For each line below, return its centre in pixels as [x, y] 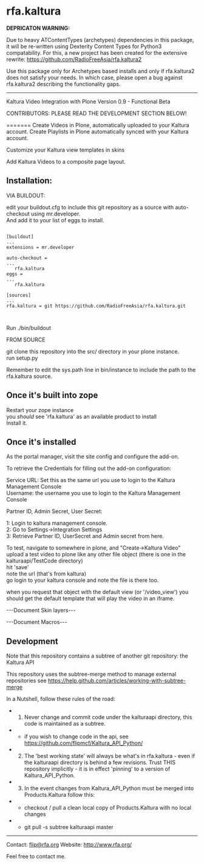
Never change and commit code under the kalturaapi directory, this [108, 717]
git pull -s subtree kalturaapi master [69, 827]
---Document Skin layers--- [41, 611]
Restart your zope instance [40, 410]
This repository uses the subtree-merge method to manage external [91, 674]
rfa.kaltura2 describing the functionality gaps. [63, 84]
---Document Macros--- [37, 622]
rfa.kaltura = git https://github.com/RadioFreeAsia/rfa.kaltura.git [96, 306]
